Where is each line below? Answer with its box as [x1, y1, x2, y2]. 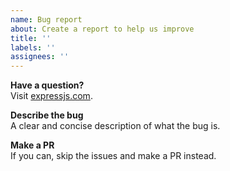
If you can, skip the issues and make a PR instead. [10, 150, 217, 162]
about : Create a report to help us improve [10, 24, 195, 34]
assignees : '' [10, 52, 70, 62]
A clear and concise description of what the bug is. [10, 120, 221, 132]
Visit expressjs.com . [10, 90, 93, 102]
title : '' [10, 33, 52, 43]
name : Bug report [10, 14, 83, 25]
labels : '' [10, 42, 56, 53]
